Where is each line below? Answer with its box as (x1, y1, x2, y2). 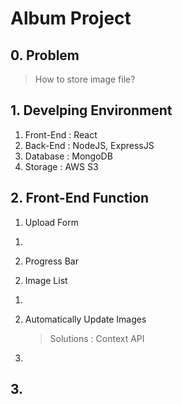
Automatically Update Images (24, 313, 147, 325)
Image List (24, 274, 68, 286)
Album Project (10, 7, 132, 30)
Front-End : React (24, 128, 98, 141)
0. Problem (10, 47, 80, 64)
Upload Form (24, 216, 79, 228)
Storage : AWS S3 (24, 160, 99, 172)
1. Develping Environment (10, 102, 173, 119)
